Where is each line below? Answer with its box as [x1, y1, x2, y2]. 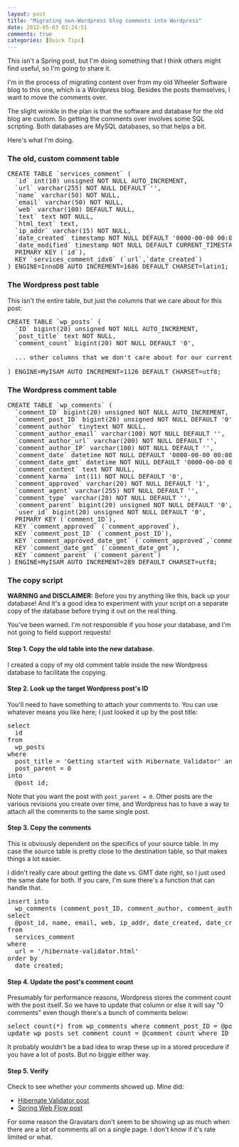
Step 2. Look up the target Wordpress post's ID [7, 684, 149, 693]
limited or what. [7, 1133, 53, 1141]
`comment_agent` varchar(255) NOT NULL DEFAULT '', [14, 486, 199, 495]
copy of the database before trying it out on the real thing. [7, 607, 178, 616]
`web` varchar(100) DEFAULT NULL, [14, 205, 135, 214]
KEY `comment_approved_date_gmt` [14, 536, 132, 545]
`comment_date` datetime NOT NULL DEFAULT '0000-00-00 [14, 451, 211, 459]
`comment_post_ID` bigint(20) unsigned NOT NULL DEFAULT [14, 415, 218, 424]
